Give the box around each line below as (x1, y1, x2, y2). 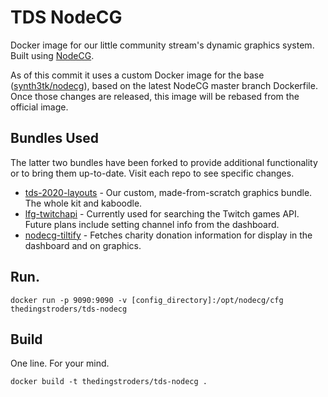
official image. (10, 101, 69, 113)
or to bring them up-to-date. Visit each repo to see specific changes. (10, 167, 295, 179)
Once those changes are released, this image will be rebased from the (10, 90, 300, 102)
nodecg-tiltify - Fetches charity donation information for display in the (24, 229, 313, 241)
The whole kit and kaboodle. (24, 197, 143, 209)
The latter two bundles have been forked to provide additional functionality (10, 156, 318, 168)
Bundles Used (10, 130, 100, 147)
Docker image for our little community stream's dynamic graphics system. (10, 39, 315, 51)
